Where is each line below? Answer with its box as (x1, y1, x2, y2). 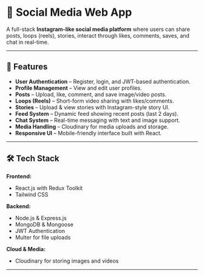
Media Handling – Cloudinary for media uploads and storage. (15, 123, 169, 130)
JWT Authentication (15, 227, 66, 234)
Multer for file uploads (15, 234, 71, 241)
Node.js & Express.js (15, 214, 67, 221)
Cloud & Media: (6, 245, 46, 252)
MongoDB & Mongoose (15, 221, 74, 228)
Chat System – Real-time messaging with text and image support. (15, 116, 180, 124)
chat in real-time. (6, 38, 49, 45)
